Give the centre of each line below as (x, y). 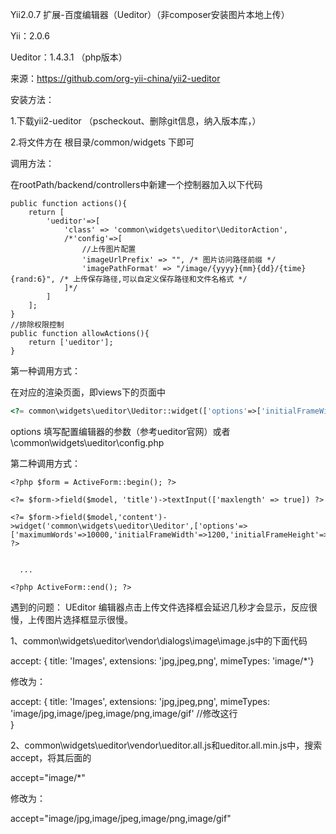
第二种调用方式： (45, 463)
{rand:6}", (33, 279)
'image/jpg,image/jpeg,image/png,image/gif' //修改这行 (124, 713)
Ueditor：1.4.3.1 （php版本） (69, 57)
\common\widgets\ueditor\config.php (87, 442)
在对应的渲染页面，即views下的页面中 (88, 392)
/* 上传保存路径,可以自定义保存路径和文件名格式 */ (153, 279)
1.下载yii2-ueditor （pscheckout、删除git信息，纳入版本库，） (136, 121)
